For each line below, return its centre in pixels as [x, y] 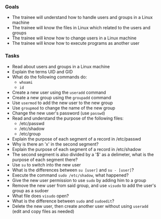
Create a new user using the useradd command [59, 92]
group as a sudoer [30, 190]
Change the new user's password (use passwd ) [58, 113]
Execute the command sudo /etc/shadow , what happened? [70, 175]
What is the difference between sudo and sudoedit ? [63, 201]
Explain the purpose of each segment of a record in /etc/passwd [77, 139]
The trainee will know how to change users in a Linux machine [74, 38]
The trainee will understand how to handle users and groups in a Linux [82, 18]
